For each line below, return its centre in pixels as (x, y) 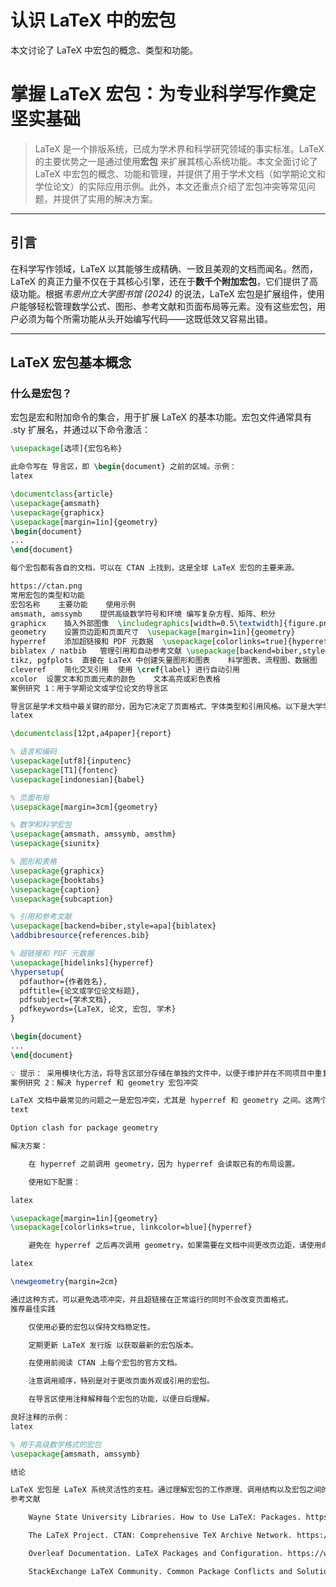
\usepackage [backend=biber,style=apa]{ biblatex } (113, 926)
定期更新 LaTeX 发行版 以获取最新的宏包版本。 (113, 1345)
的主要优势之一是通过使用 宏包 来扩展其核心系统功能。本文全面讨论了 (176, 161)
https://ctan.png (46, 586)
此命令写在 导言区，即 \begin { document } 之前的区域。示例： (123, 467)
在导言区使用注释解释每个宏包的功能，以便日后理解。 (121, 1399)
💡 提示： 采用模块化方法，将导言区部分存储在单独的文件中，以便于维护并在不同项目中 (162, 1073)
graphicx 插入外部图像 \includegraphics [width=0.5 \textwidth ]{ (149, 623)
